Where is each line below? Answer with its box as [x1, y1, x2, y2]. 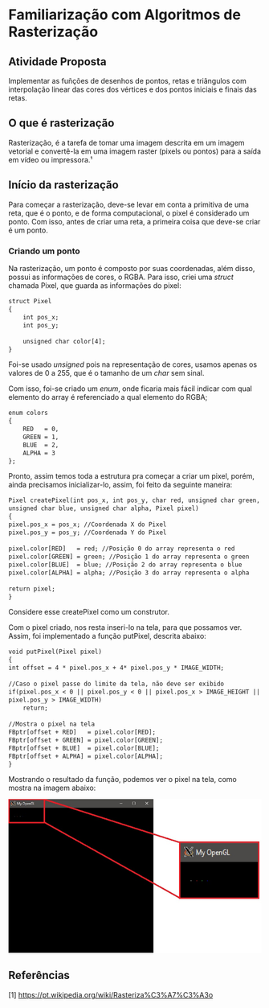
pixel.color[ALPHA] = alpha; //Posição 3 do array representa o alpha [8, 569, 250, 577]
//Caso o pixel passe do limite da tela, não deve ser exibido [8, 680, 225, 688]
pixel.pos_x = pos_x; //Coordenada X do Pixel [8, 520, 167, 529]
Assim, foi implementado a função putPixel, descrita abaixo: [8, 631, 206, 640]
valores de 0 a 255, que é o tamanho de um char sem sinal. [8, 368, 205, 377]
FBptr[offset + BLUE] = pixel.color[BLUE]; [8, 744, 160, 752]
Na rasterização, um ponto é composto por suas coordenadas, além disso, [8, 263, 255, 273]
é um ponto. [8, 225, 48, 235]
